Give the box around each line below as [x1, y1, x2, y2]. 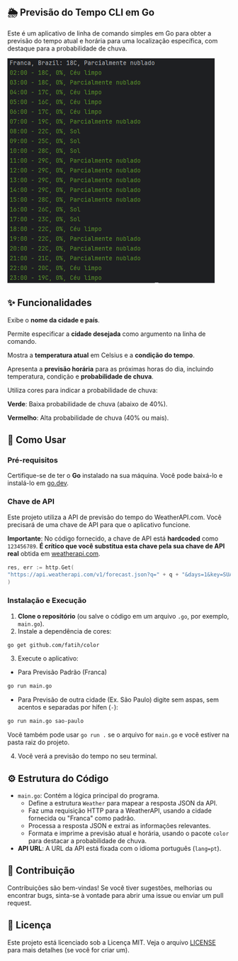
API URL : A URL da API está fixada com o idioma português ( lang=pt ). [17, 844, 222, 852]
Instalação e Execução [7, 596, 87, 606]
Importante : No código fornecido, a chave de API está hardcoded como [7, 534, 219, 543]
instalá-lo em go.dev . [7, 479, 69, 487]
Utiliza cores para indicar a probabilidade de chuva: [7, 386, 158, 394]
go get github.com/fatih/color [7, 641, 100, 648]
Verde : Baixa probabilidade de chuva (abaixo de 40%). [7, 399, 168, 408]
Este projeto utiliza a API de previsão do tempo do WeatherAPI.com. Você [7, 513, 222, 521]
